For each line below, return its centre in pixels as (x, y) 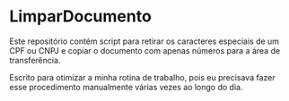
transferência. (35, 60)
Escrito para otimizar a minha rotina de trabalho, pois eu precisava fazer (142, 77)
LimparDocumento (81, 17)
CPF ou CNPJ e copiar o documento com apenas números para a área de (145, 50)
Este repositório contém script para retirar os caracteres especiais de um (144, 41)
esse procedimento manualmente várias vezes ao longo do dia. (126, 87)
